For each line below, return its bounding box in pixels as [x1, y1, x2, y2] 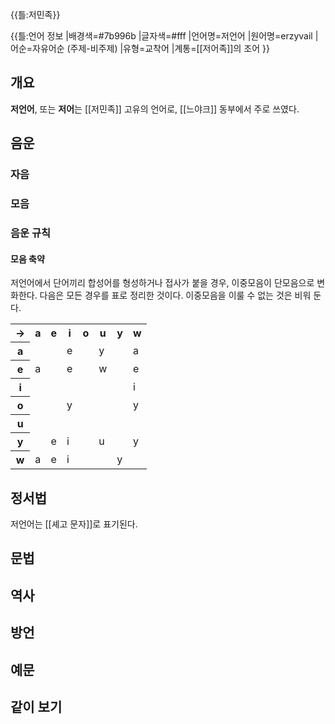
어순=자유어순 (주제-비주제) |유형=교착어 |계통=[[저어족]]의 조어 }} [10, 43, 270, 54]
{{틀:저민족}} [10, 9, 61, 20]
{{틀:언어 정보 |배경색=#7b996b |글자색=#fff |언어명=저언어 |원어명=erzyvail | [10, 30, 319, 42]
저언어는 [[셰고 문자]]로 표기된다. [10, 518, 138, 530]
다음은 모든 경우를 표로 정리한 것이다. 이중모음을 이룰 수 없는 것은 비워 [39, 289, 312, 302]
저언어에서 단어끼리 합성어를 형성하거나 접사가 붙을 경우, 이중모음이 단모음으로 [10, 277, 315, 289]
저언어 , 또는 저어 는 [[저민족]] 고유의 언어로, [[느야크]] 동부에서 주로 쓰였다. [10, 103, 300, 115]
